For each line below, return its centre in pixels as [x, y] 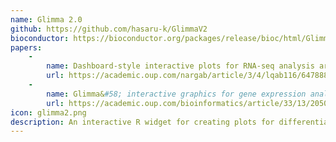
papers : [26, 47]
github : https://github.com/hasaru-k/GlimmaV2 [109, 29]
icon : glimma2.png [48, 112]
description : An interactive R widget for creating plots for [142, 122]
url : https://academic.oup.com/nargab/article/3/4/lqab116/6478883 [189, 76]
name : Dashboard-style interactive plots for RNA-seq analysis [180, 66]
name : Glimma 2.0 [46, 19]
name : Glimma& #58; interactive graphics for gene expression [176, 94]
